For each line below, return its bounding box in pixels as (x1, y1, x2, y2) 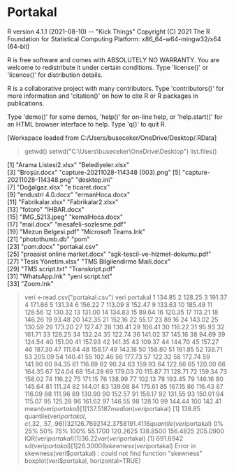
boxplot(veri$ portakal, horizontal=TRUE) (24, 456, 141, 465)
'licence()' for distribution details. (7, 71, 103, 79)
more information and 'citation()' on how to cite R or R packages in (7, 92, 198, 100)
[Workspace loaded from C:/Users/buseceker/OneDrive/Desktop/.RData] (7, 134, 217, 142)
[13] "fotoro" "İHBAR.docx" (7, 205, 85, 213)
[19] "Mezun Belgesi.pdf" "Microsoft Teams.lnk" (7, 227, 145, 236)
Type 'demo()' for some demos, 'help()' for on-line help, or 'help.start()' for (7, 113, 223, 121)
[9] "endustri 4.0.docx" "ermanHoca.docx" (7, 190, 131, 199)
